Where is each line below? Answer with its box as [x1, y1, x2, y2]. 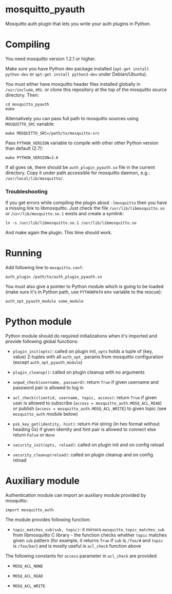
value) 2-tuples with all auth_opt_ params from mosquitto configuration [12, 354, 163, 360]
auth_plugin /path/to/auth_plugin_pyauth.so [5, 274, 102, 280]
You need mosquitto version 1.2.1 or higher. [5, 55, 96, 62]
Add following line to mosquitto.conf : [5, 265, 84, 271]
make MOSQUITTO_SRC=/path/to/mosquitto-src [5, 131, 100, 136]
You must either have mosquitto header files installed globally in [5, 81, 141, 87]
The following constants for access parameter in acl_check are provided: [5, 552, 158, 559]
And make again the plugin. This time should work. [5, 230, 112, 236]
